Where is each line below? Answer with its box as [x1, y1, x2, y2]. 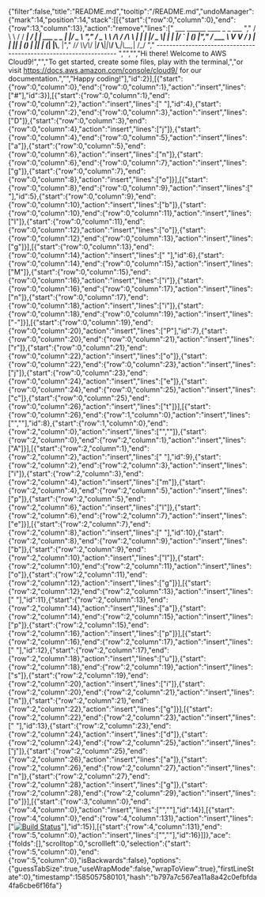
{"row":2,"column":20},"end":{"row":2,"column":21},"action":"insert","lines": [8, 687, 255, 697]
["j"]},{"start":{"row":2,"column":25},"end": [8, 747, 148, 755]
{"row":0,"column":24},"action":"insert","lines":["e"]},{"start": [8, 377, 208, 386]
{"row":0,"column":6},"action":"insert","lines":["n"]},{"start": [8, 149, 203, 159]
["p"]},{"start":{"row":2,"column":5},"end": [8, 494, 146, 503]
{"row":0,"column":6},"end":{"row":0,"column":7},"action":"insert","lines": [8, 158, 248, 167]
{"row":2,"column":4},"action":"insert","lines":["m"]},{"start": [8, 478, 206, 486]
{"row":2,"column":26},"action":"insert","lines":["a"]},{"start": [8, 755, 208, 764]
